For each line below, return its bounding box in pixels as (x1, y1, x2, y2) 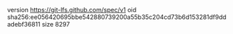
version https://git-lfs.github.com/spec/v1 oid (7, 6, 137, 14)
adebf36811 (7, 20, 40, 28)
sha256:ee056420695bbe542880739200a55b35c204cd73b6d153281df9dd (7, 13, 227, 21)
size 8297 (41, 20, 70, 28)
